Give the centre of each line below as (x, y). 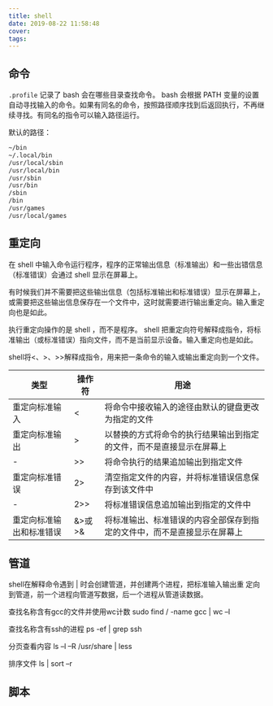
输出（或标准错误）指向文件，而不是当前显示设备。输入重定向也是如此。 (136, 339)
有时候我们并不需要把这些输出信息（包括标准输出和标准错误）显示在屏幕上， (136, 292)
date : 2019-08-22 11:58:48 (54, 24)
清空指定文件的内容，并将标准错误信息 (178, 477)
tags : (17, 39)
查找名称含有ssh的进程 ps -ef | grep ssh (75, 629)
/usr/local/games (38, 216)
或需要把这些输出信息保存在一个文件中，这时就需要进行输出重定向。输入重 (133, 302)
